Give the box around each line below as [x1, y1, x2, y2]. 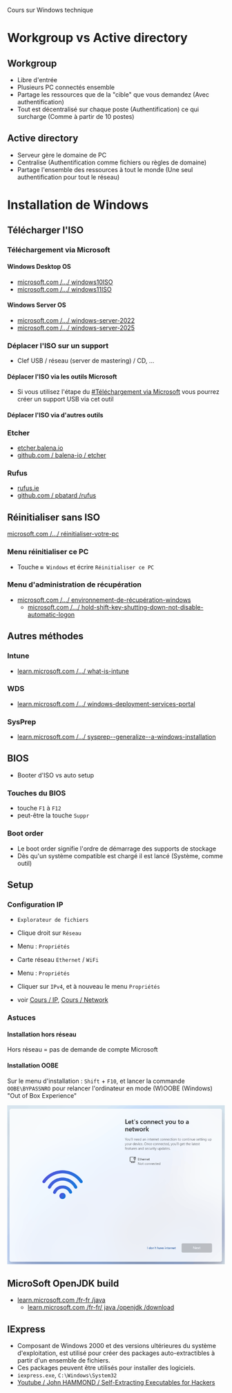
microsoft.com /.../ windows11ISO [17, 285, 112, 293]
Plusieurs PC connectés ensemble [17, 83, 115, 91]
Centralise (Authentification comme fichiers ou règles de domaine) [17, 158, 207, 167]
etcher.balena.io [17, 444, 64, 452]
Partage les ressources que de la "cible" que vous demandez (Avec [17, 91, 209, 99]
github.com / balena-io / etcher [17, 451, 106, 459]
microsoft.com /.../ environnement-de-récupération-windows [17, 596, 191, 604]
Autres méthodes [7, 630, 84, 642]
